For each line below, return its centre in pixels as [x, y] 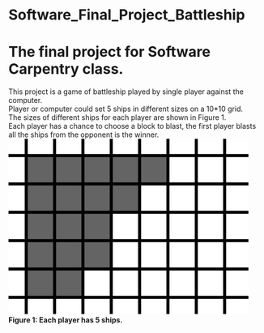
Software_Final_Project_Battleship [127, 15]
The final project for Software [109, 52]
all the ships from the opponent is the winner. [84, 134]
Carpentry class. [66, 69]
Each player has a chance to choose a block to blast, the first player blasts [132, 126]
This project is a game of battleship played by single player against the [126, 92]
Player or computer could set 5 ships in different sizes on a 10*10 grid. [126, 109]
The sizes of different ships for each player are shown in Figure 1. [117, 117]
